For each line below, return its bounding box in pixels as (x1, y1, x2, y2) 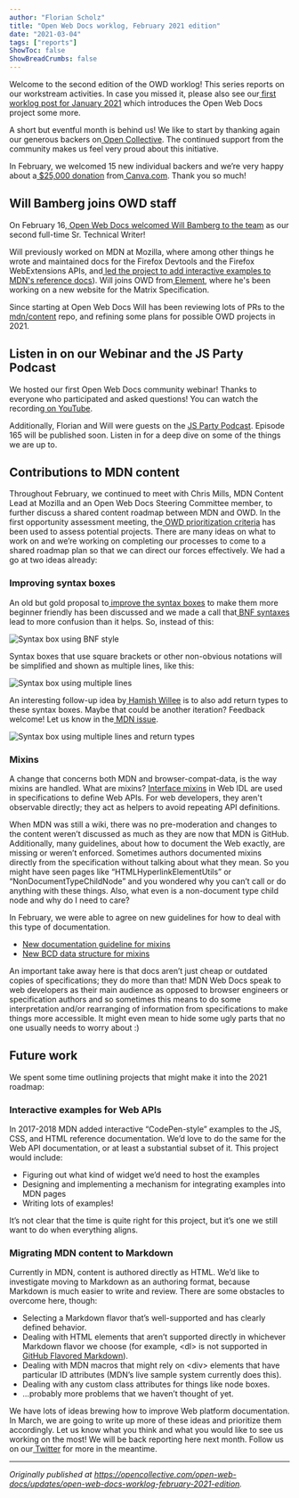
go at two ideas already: (9, 554, 98, 566)
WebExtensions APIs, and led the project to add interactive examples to (9, 265, 271, 276)
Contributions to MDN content (9, 465, 181, 480)
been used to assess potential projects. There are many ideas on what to (9, 527, 276, 537)
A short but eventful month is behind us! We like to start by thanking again (9, 125, 280, 135)
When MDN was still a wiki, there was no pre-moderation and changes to (9, 819, 278, 830)
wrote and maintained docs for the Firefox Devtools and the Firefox (9, 256, 255, 266)
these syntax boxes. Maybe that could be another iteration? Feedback (9, 704, 265, 715)
